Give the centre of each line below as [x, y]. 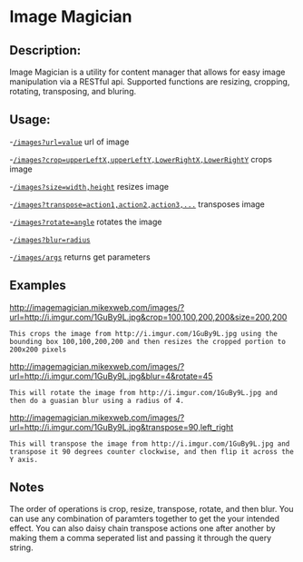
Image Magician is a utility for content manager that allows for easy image [147, 72]
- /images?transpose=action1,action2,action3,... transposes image [137, 204]
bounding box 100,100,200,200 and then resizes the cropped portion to [147, 341]
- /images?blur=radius [50, 239]
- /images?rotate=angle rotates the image [86, 222]
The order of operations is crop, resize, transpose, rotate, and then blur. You [151, 509]
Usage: [30, 120]
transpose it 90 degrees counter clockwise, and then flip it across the [152, 451]
